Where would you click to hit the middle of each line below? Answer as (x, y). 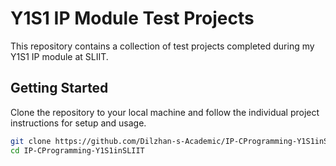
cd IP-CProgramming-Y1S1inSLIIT (77, 150)
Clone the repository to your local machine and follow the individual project (165, 112)
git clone (31, 141)
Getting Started (59, 88)
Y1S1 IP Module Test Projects (132, 18)
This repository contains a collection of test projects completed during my (162, 46)
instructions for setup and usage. (78, 123)
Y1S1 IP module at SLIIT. (59, 56)
